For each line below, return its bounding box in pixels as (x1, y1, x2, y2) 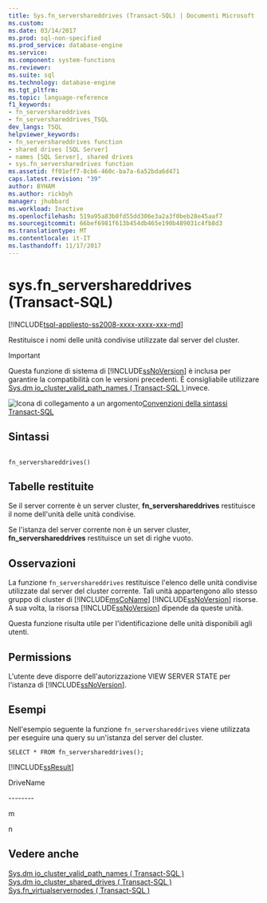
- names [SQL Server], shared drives (8, 152, 134, 160)
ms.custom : (8, 19, 45, 27)
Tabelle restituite (8, 480, 94, 493)
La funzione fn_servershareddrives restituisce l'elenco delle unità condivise (8, 578, 257, 588)
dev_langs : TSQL (8, 123, 62, 131)
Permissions (8, 650, 72, 663)
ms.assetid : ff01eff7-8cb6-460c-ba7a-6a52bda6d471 (8, 168, 180, 176)
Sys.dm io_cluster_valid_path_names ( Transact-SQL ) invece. (8, 382, 210, 392)
